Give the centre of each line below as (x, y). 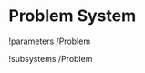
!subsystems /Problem (51, 58)
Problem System (72, 16)
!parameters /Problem (50, 41)
